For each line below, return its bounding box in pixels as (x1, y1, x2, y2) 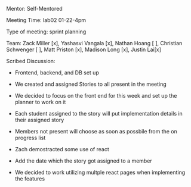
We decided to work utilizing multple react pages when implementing (14, 169, 186, 176)
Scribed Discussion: (6, 58, 56, 64)
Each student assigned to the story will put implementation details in (14, 110, 183, 117)
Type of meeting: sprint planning (6, 28, 87, 35)
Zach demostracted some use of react (14, 146, 109, 152)
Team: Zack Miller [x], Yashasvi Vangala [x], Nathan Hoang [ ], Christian (6, 40, 183, 46)
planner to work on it (14, 98, 66, 105)
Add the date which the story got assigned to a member (14, 157, 152, 164)
